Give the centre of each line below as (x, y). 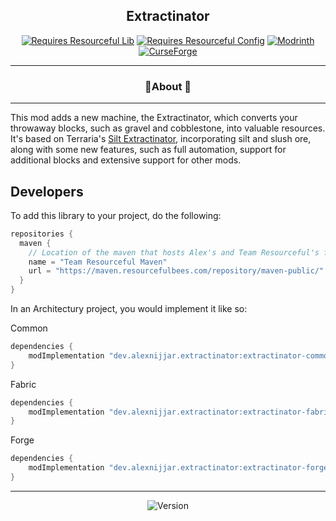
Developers (47, 191)
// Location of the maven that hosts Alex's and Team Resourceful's (174, 252)
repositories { (42, 234)
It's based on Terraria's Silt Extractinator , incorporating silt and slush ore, (161, 139)
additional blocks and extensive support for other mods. (126, 160)
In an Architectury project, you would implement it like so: (129, 309)
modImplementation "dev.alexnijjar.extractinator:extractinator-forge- (180, 468)
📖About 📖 (168, 86)
